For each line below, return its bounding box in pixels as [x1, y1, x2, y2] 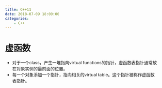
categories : [5, 16, 29, 21]
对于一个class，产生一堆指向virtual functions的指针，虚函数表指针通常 [12, 60, 153, 66]
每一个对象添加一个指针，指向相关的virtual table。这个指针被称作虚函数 [12, 72, 155, 78]
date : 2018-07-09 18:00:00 [5, 12, 60, 16]
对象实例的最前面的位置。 [16, 66, 68, 72]
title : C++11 [5, 7, 32, 12]
